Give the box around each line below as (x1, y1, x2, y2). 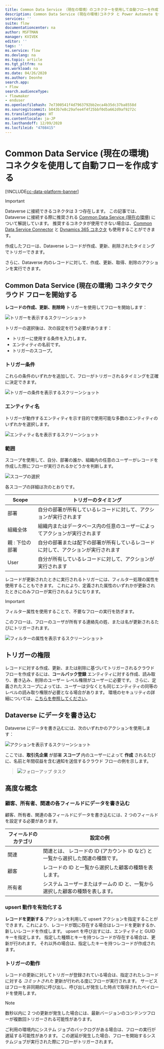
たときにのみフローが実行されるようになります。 (5, 589, 103, 595)
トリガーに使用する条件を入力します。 (12, 336, 89, 342)
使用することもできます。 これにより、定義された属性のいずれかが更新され (5, 582, 155, 589)
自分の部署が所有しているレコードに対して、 (38, 506, 140, 513)
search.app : (5, 80, 29, 85)
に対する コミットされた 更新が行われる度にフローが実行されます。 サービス (5, 978, 158, 984)
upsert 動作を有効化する (5, 904, 62, 911)
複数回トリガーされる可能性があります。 (13, 1016, 95, 1022)
